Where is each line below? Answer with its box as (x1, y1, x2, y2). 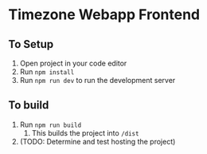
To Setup (8, 38, 54, 51)
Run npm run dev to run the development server (19, 76, 176, 85)
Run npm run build (19, 120, 82, 129)
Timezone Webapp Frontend (8, 6, 201, 24)
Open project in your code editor (19, 58, 127, 68)
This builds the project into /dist (31, 128, 139, 137)
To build (8, 98, 49, 113)
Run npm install (19, 67, 75, 77)
